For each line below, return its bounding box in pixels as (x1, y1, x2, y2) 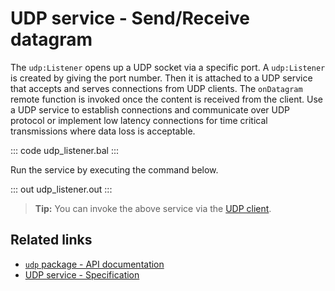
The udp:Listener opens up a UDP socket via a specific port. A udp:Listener (10, 61, 326, 73)
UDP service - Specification (24, 268, 140, 281)
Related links (10, 232, 93, 249)
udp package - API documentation (24, 258, 165, 270)
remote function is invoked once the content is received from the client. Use (10, 93, 323, 105)
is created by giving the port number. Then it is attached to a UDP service (10, 72, 313, 84)
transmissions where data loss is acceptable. (10, 125, 196, 137)
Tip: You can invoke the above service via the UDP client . (34, 202, 272, 214)
